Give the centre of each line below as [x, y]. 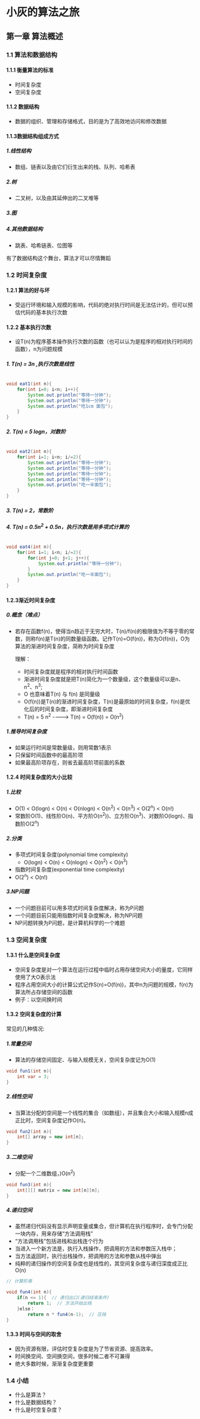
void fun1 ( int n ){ [29, 1071]
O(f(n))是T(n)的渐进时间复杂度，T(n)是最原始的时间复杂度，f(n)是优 [107, 702]
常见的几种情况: [25, 1029]
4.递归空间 [19, 1210]
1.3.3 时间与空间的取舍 [34, 1334]
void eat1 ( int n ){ [29, 384]
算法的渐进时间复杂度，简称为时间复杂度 [64, 646]
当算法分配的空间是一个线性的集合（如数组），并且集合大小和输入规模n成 [104, 1113]
